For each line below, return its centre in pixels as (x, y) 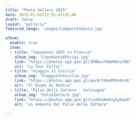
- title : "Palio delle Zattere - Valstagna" (58, 90)
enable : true (24, 43)
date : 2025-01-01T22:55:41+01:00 (41, 15)
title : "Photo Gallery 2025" (36, 10)
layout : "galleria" (26, 24)
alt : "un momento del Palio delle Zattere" (62, 104)
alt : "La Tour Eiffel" (39, 67)
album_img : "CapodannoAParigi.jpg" (52, 57)
